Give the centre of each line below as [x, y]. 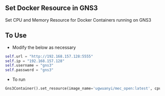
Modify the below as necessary [44, 47]
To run [19, 80]
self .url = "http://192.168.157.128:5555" [49, 56]
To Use [16, 36]
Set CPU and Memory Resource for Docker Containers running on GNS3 [78, 20]
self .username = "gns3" [29, 65]
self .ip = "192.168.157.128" [35, 61]
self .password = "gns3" [29, 70]
